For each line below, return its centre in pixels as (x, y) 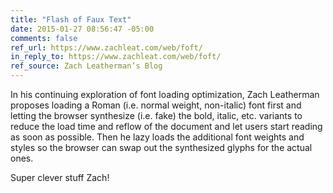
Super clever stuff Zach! (60, 177)
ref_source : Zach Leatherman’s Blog (86, 66)
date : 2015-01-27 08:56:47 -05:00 (82, 29)
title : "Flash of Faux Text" (71, 19)
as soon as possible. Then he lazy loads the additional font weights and (157, 137)
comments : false (44, 38)
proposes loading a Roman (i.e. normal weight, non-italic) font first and (156, 105)
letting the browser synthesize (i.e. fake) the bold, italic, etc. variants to (156, 115)
